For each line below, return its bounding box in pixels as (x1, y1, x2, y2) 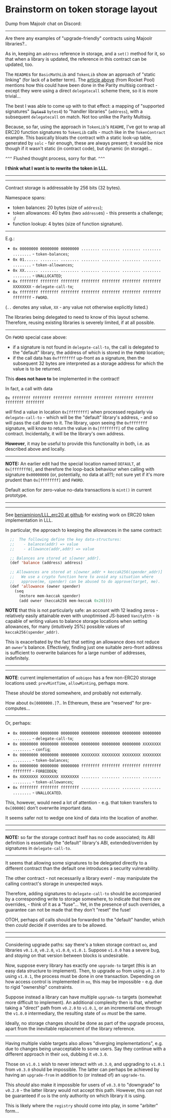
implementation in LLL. (5, 517, 53, 523)
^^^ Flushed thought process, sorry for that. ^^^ (5, 155, 105, 161)
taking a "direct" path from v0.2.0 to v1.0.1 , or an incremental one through (5, 1005, 162, 1011)
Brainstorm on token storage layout (5, 4, 158, 15)
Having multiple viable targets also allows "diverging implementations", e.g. (5, 1040, 163, 1046)
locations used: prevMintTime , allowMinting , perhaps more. (5, 680, 129, 686)
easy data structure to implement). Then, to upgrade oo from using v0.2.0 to (5, 968, 165, 974)
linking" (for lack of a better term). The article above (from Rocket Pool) (5, 77, 155, 83)
